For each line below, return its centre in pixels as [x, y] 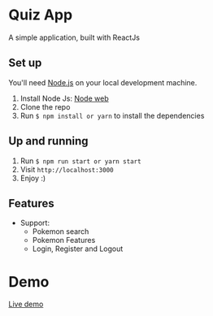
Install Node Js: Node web [64, 98]
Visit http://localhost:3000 [67, 169]
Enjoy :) [33, 178]
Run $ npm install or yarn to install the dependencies [112, 115]
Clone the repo [45, 106]
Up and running [48, 141]
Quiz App [41, 15]
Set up [25, 63]
